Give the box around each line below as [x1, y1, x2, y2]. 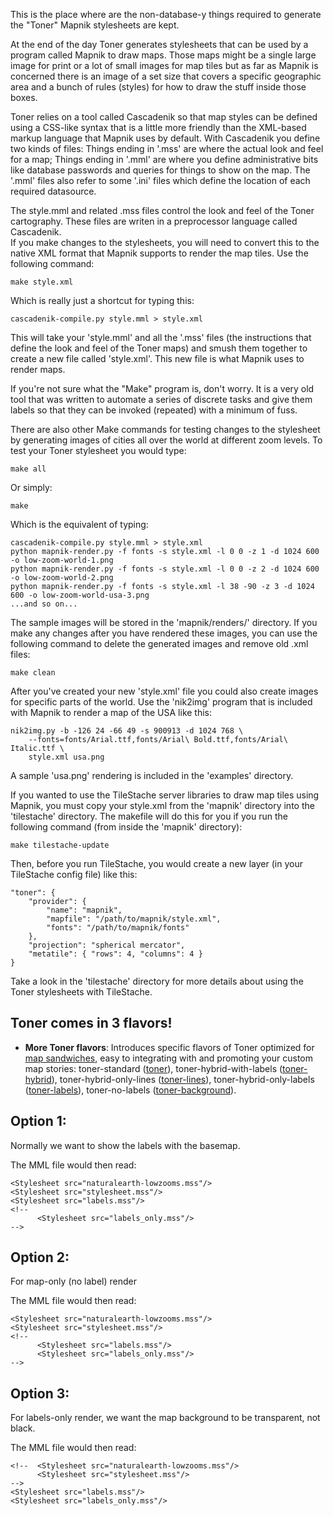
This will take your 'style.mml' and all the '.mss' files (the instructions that [10, 332, 312, 343]
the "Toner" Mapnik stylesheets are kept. [10, 19, 180, 31]
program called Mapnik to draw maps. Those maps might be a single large [10, 49, 317, 61]
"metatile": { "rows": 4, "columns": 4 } [28, 949, 203, 959]
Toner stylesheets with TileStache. [10, 986, 153, 998]
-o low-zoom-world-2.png [10, 573, 114, 583]
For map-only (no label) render [10, 1275, 137, 1288]
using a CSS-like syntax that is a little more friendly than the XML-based [10, 122, 307, 133]
